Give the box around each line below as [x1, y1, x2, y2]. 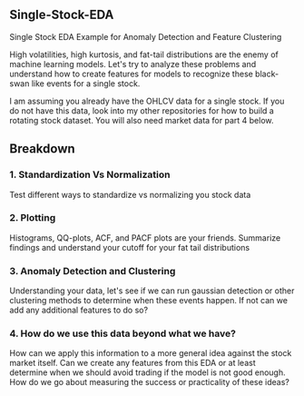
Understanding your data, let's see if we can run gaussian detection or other [9, 285, 295, 296]
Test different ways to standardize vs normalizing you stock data [9, 189, 251, 200]
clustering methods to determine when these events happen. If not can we [9, 295, 289, 306]
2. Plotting [9, 212, 56, 224]
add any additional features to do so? [9, 304, 148, 316]
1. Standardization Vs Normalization [9, 168, 171, 181]
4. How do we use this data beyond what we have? [9, 327, 236, 340]
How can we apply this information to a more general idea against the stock [9, 348, 292, 359]
